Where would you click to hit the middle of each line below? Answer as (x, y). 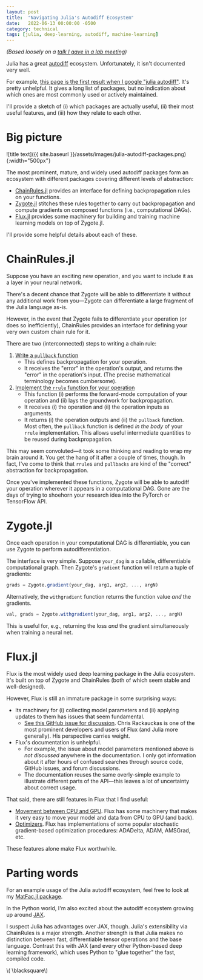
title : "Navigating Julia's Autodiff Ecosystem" (70, 18)
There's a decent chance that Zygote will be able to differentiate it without (98, 294)
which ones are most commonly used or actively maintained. (82, 95)
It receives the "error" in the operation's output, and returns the (103, 368)
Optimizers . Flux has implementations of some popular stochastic (97, 824)
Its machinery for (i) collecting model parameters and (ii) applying (97, 710)
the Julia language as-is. (37, 307)
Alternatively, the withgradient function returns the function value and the (99, 596)
